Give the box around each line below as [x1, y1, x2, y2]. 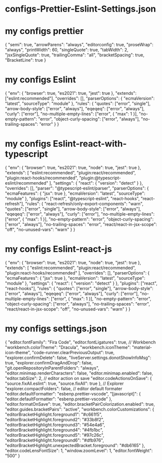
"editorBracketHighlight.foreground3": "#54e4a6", [5, 422, 105, 428]
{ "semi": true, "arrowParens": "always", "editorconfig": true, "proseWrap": [5, 42, 154, 48]
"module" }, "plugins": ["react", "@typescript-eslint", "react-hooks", [5, 196, 140, 201]
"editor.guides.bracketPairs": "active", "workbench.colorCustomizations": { [5, 406, 155, 412]
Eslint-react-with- [53, 138, 127, 149]
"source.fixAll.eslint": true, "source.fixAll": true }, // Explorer [5, 380, 124, 386]
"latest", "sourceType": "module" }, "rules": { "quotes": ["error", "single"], [5, 101, 151, 106]
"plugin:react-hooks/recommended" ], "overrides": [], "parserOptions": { [5, 270, 150, 275]
